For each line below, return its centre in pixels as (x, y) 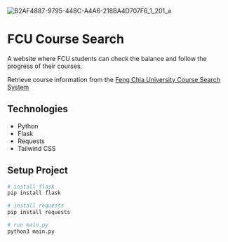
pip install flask (34, 193)
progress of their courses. (45, 66)
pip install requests (39, 213)
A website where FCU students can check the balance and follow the (107, 58)
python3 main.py (31, 231)
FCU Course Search (66, 39)
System (18, 87)
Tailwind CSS (36, 148)
